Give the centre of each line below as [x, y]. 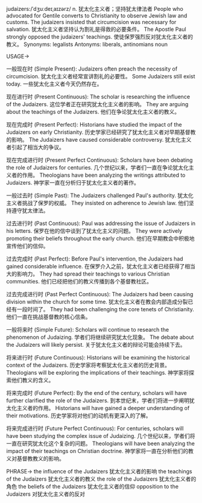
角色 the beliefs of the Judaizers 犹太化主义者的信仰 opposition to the [93, 486]
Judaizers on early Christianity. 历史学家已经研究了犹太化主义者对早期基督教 [101, 132]
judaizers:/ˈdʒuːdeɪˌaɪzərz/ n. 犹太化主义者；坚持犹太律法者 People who [95, 9]
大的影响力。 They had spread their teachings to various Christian [88, 274]
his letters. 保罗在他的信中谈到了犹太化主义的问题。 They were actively [94, 231]
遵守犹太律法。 [30, 210]
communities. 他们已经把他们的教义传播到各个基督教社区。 [79, 281]
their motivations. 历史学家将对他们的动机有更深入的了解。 [79, 416]
